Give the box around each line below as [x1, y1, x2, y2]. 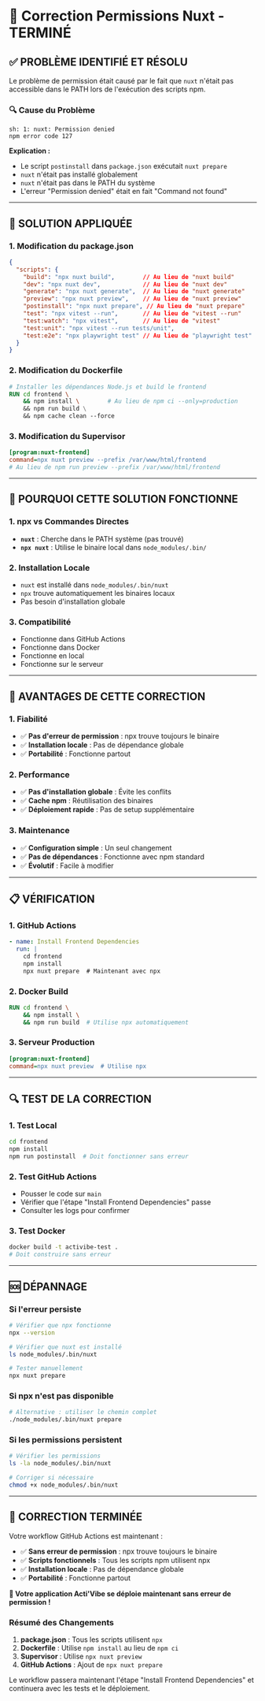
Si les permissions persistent [9, 1435, 123, 1446]
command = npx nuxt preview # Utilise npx [9, 1062, 147, 1070]
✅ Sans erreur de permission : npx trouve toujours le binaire [20, 1547, 218, 1556]
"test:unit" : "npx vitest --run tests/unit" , [23, 324, 175, 332]
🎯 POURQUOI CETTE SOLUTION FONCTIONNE [9, 493, 238, 506]
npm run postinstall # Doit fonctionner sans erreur [9, 1152, 190, 1160]
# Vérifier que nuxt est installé [9, 1343, 123, 1351]
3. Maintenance [9, 825, 70, 836]
